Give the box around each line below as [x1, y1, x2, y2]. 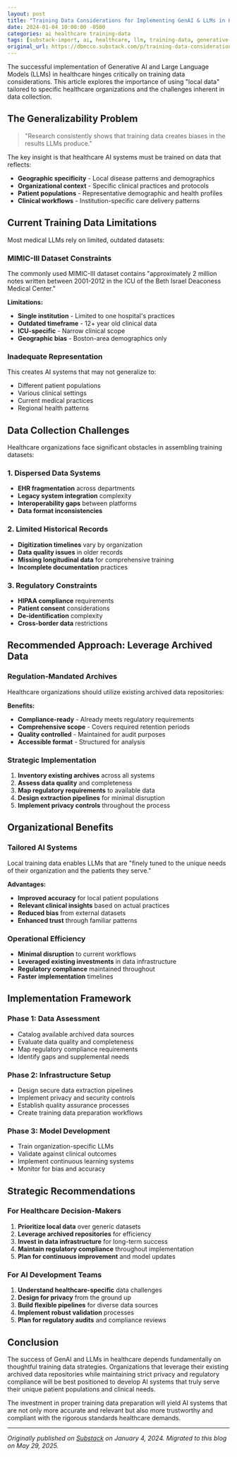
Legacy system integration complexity [17, 492, 132, 500]
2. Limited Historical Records [7, 524, 109, 534]
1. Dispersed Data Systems [7, 468, 101, 478]
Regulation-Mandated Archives [7, 672, 118, 682]
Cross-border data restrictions [17, 619, 108, 627]
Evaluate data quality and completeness [17, 1037, 134, 1046]
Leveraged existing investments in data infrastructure [17, 957, 177, 965]
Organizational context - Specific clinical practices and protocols [17, 181, 209, 190]
